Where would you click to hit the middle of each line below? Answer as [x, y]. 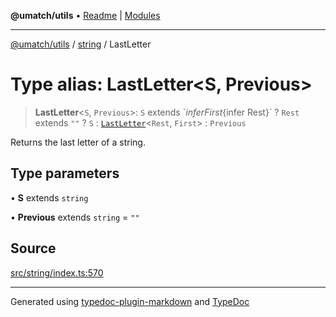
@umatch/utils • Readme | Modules [85, 15]
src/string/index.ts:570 [57, 272]
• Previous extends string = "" [75, 217]
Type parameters [65, 173]
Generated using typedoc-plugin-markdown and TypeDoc [130, 301]
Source [33, 248]
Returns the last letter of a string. [78, 142]
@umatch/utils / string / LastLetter [81, 44]
